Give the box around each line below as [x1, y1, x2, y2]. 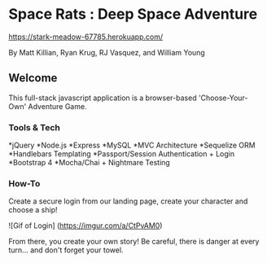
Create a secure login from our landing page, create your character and [8, 196, 248, 206]
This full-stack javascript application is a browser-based [8, 93, 197, 103]
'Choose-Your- [198, 93, 248, 103]
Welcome [8, 71, 58, 85]
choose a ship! [8, 205, 59, 215]
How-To [8, 178, 41, 189]
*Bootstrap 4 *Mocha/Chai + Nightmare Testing [8, 158, 171, 168]
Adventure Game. [28, 101, 87, 111]
